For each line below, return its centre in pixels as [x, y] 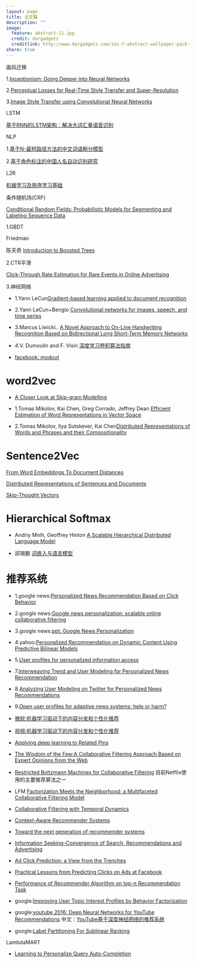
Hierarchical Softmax [59, 518]
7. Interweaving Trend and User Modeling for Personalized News [91, 671]
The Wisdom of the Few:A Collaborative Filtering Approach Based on [98, 754]
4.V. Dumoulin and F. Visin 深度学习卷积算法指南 [72, 345]
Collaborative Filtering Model [50, 797]
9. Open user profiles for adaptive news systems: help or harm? [91, 706]
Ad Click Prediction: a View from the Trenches [70, 860]
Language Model [35, 541]
